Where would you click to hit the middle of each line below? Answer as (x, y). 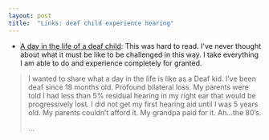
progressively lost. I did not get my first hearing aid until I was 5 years (143, 104)
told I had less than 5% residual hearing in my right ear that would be (142, 95)
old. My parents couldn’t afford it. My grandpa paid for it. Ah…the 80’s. (145, 112)
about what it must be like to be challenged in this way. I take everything (139, 54)
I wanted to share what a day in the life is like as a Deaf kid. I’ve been (142, 78)
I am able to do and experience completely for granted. (111, 63)
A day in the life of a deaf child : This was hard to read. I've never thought (141, 46)
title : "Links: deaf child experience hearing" (91, 23)
